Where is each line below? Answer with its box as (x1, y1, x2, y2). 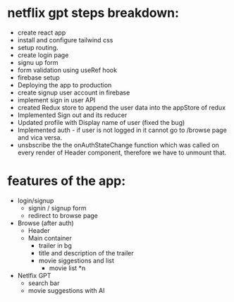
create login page (17, 51, 69, 59)
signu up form (17, 58, 58, 66)
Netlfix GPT (17, 271, 51, 279)
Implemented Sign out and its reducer (17, 111, 128, 119)
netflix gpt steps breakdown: (7, 5, 180, 21)
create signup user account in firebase (17, 88, 130, 97)
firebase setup (17, 73, 60, 82)
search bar (27, 279, 60, 287)
